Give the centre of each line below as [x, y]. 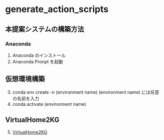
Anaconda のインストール [39, 55]
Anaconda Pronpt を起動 [38, 61]
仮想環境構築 [25, 79]
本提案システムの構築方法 [45, 29]
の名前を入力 [26, 98]
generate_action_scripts [57, 9]
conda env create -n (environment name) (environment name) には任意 [86, 92]
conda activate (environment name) [49, 104]
